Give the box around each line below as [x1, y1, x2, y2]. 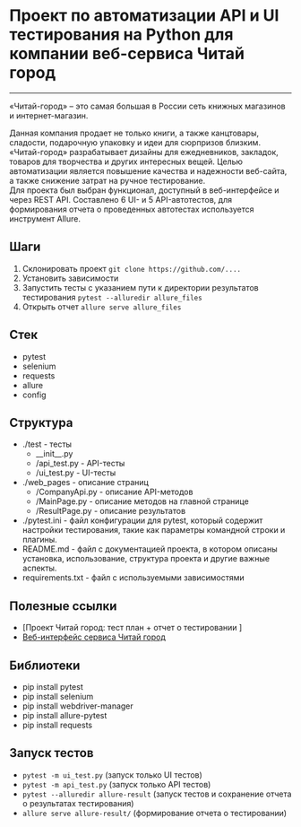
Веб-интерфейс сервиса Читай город [21, 631, 166, 642]
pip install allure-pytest [21, 710, 107, 720]
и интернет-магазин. [9, 109, 89, 121]
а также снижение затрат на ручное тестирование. [9, 175, 206, 186]
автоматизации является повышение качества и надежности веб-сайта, [9, 165, 288, 176]
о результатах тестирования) [21, 797, 134, 808]
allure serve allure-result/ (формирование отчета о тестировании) [21, 807, 288, 818]
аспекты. [21, 562, 57, 574]
